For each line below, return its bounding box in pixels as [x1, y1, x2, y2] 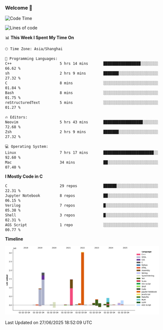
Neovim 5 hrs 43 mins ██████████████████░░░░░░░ [5, 120, 159, 125]
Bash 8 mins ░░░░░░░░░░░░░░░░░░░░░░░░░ [5, 90, 159, 96]
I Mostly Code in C [5, 173, 43, 180]
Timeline [5, 236, 23, 242]
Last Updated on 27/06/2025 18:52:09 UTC [5, 320, 93, 326]
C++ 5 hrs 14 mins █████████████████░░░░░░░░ [5, 61, 159, 66]
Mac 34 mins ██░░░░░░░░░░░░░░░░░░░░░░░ [5, 160, 159, 165]
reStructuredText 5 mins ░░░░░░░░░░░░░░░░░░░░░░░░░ [5, 100, 159, 105]
